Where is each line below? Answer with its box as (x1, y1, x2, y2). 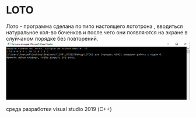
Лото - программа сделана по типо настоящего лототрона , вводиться (6, 23, 183, 30)
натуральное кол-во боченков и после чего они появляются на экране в (6, 28, 188, 35)
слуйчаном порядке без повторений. (6, 35, 99, 42)
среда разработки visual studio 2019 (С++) (6, 106, 112, 113)
